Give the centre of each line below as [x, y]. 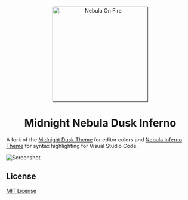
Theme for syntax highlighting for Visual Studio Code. [72, 146]
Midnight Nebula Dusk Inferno [100, 123]
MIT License [21, 190]
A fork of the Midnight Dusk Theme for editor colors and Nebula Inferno [94, 139]
